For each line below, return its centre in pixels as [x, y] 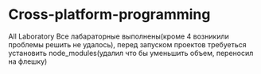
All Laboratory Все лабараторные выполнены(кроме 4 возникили [119, 36]
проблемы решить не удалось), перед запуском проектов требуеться [127, 44]
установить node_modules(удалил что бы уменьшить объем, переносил [131, 53]
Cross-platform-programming [109, 15]
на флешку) [28, 61]
